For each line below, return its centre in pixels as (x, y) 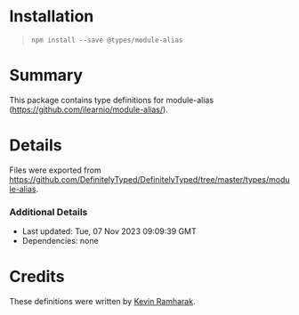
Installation (52, 16)
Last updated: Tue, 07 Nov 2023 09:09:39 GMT (109, 231)
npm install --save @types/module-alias (107, 40)
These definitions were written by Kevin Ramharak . (102, 302)
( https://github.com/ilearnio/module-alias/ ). (89, 109)
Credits (37, 277)
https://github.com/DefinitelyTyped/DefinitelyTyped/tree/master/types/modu (149, 179)
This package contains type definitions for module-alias (112, 100)
